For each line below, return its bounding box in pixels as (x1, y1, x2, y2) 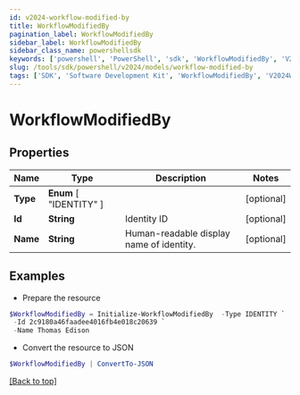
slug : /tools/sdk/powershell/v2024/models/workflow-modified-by (9, 63, 254, 72)
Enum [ (47, 187, 79, 199)
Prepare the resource (21, 292, 101, 303)
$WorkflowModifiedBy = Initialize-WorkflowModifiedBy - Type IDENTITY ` (9, 309, 286, 318)
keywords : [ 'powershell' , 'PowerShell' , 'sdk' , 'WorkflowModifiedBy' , (9, 55, 278, 63)
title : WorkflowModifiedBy (9, 21, 110, 30)
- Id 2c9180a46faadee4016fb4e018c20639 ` (12, 318, 166, 327)
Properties (9, 145, 70, 161)
